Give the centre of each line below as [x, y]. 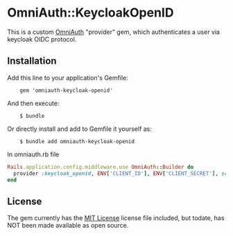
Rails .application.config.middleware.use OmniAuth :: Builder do [101, 167]
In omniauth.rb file [33, 154]
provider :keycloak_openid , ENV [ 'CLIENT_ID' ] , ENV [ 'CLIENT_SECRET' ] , [116, 173]
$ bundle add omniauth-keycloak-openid [77, 141]
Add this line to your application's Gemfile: [68, 78]
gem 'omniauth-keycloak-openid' [66, 90]
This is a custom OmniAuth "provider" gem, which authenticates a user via [114, 32]
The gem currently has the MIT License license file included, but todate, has [116, 218]
